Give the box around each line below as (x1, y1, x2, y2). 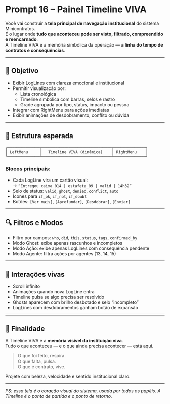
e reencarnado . (5, 36, 38, 42)
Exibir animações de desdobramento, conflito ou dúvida (12, 112, 130, 118)
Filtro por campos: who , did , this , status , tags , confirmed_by (12, 234, 138, 241)
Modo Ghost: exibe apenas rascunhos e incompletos (12, 240, 123, 246)
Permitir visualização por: (12, 85, 66, 92)
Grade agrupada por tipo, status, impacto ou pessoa (20, 101, 130, 107)
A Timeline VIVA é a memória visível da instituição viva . (5, 338, 123, 344)
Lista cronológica (20, 91, 57, 97)
